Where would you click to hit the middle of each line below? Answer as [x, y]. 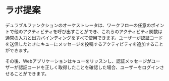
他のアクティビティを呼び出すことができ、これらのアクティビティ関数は [88, 31]
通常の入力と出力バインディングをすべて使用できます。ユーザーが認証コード [84, 38]
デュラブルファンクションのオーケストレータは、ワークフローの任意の [78, 25]
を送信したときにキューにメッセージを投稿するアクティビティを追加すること [84, 44]
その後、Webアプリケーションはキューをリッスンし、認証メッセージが [78, 61]
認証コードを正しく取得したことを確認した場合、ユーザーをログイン [89, 67]
